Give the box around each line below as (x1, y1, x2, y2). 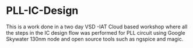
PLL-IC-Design (6, 4, 79, 17)
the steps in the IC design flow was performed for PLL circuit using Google (6, 29, 185, 36)
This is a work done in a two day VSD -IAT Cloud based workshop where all (6, 23, 188, 30)
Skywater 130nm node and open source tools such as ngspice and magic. (6, 35, 184, 42)
